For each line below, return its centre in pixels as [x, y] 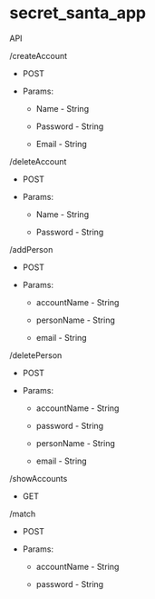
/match [23, 514]
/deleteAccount [38, 161]
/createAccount [39, 55]
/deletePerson [36, 355]
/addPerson [31, 249]
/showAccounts [39, 478]
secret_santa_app [78, 13]
